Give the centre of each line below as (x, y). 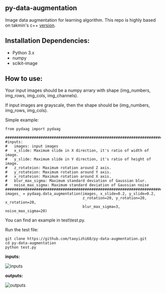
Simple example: (22, 120)
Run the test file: (22, 230)
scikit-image (25, 63)
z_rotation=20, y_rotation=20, (115, 198)
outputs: (14, 276)
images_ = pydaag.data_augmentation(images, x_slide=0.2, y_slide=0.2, (80, 194)
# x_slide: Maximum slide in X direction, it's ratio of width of (77, 151)
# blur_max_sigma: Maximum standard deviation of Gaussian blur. (76, 181)
